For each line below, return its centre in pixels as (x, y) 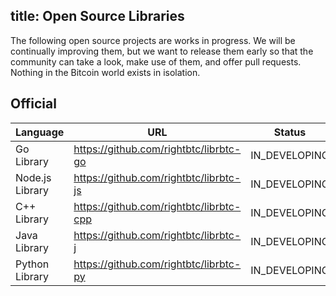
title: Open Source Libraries (97, 16)
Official (33, 104)
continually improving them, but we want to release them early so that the (162, 51)
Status (290, 132)
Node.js (33, 177)
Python (32, 264)
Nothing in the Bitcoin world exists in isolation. (105, 72)
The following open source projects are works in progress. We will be (153, 40)
